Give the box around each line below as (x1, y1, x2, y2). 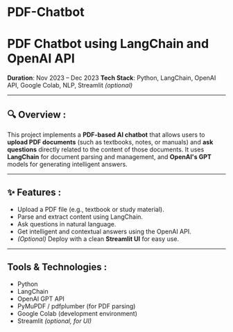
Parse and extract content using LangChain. (17, 213, 144, 221)
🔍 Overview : (7, 108, 67, 120)
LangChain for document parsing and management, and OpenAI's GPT (7, 152, 212, 160)
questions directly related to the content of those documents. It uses (7, 145, 205, 153)
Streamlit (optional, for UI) (17, 317, 92, 325)
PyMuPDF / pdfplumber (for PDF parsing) (17, 301, 136, 310)
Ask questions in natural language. (17, 219, 116, 228)
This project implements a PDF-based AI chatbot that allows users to (7, 130, 206, 139)
